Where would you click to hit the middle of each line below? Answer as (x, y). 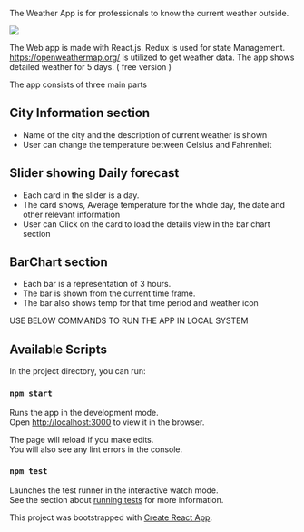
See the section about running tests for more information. (117, 499)
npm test (29, 472)
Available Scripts (58, 349)
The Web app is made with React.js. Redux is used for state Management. (147, 48)
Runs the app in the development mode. (84, 412)
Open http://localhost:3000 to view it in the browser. (107, 422)
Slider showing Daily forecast (94, 173)
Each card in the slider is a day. (81, 195)
